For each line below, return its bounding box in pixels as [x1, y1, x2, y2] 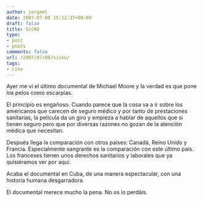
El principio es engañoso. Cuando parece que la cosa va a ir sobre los [6, 101, 183, 108]
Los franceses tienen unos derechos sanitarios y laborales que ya [6, 152, 173, 159]
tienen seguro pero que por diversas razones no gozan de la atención [6, 121, 183, 128]
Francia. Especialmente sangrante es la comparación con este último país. [6, 145, 194, 153]
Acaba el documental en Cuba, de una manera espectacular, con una [6, 170, 182, 178]
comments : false [6, 49, 48, 55]
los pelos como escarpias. [6, 89, 73, 97]
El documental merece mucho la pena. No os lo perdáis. [6, 189, 148, 196]
